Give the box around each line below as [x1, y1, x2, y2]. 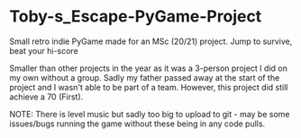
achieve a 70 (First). [9, 91, 84, 102]
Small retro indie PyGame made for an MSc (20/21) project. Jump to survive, [9, 36, 293, 47]
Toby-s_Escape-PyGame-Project [9, 6, 262, 27]
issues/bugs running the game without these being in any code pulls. [9, 118, 266, 129]
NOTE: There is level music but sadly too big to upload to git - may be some [9, 108, 290, 119]
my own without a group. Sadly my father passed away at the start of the [9, 72, 280, 82]
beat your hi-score [9, 45, 78, 56]
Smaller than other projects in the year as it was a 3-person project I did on [9, 63, 288, 73]
